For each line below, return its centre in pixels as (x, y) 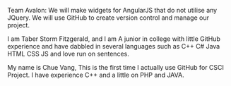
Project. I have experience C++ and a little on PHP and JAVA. (96, 75)
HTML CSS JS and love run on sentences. (68, 54)
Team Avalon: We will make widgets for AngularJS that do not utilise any (112, 10)
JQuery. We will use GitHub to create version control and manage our (108, 18)
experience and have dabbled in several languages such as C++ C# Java (114, 46)
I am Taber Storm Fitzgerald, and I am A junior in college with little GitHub (114, 39)
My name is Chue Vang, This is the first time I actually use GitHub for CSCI (115, 67)
